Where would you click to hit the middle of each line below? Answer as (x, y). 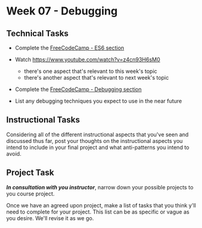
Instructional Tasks (43, 120)
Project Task (30, 173)
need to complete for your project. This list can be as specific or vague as (98, 212)
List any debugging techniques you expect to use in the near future (98, 101)
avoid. (14, 154)
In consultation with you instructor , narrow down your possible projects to (100, 187)
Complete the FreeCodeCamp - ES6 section (70, 48)
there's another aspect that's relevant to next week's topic (96, 78)
